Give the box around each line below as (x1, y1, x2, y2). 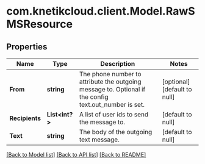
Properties (6, 41, 48, 52)
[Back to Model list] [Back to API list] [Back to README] (6, 151, 146, 158)
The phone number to (79, 70, 142, 78)
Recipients (9, 114, 41, 123)
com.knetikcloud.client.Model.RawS (6, 4, 195, 18)
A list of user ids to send (79, 110, 148, 118)
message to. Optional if (79, 85, 146, 93)
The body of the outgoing (79, 128, 153, 136)
